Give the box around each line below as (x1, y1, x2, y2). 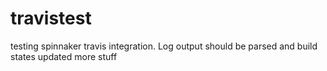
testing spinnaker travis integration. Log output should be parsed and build (10, 40, 318, 52)
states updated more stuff (10, 50, 118, 62)
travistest (10, 7, 92, 30)
